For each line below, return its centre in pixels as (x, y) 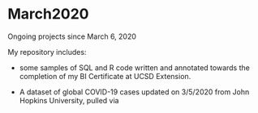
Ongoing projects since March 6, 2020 (72, 36)
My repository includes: (47, 52)
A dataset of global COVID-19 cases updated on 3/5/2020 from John (134, 92)
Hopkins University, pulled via (69, 100)
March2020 (49, 14)
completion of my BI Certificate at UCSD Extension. (105, 76)
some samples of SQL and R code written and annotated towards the (135, 67)
